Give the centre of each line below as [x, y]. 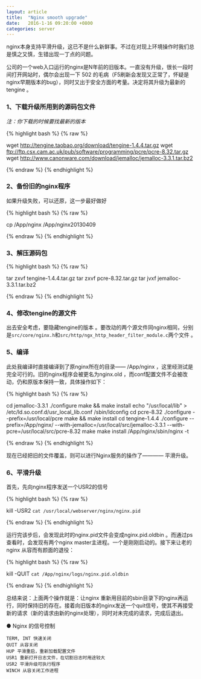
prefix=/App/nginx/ [30, 424]
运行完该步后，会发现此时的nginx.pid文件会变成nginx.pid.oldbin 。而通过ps [100, 535]
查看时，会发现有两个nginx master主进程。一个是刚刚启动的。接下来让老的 [99, 542]
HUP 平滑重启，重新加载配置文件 [41, 651]
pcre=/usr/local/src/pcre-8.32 [43, 431]
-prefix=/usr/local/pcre [35, 418]
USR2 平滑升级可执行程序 [33, 664]
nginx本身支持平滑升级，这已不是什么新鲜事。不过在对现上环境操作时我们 [98, 47]
